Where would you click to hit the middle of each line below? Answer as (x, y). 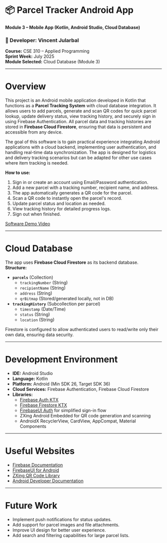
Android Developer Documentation (48, 481)
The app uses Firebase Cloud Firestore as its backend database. (72, 262)
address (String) (36, 293)
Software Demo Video (28, 224)
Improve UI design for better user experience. (59, 530)
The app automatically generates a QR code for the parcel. (72, 193)
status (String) (35, 315)
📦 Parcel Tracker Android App (69, 10)
